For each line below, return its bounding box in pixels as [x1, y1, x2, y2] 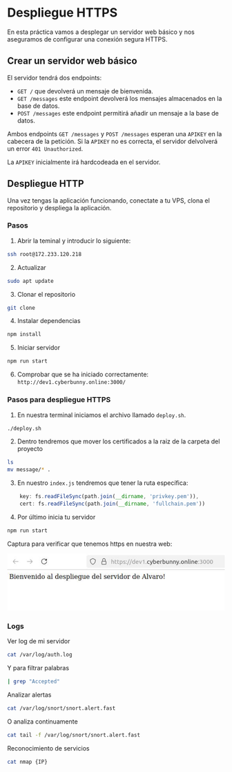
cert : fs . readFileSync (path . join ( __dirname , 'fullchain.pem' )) [19, 500, 206, 508]
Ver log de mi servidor [7, 637, 70, 645]
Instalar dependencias [17, 317, 81, 325]
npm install [7, 331, 41, 338]
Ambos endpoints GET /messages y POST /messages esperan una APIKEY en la [7, 129, 222, 138]
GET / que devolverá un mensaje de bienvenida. [17, 86, 153, 95]
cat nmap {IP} [7, 758, 48, 765]
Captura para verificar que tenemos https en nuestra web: [7, 540, 173, 548]
